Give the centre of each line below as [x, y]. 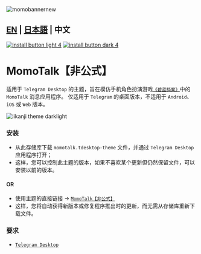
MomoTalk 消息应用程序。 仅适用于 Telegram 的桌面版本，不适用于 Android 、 [99, 96]
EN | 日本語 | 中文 [38, 30]
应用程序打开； [33, 155]
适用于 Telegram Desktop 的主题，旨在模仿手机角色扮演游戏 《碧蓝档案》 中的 [98, 89]
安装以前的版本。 [36, 170]
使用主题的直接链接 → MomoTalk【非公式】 [65, 198]
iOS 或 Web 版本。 [27, 104]
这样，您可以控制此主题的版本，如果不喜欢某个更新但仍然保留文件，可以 [105, 163]
